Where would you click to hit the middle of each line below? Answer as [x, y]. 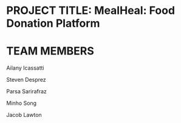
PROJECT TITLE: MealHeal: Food [90, 11]
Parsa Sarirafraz [27, 91]
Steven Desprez [26, 80]
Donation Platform [53, 23]
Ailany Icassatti [25, 68]
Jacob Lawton [24, 115]
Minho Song [22, 103]
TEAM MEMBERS [50, 51]
